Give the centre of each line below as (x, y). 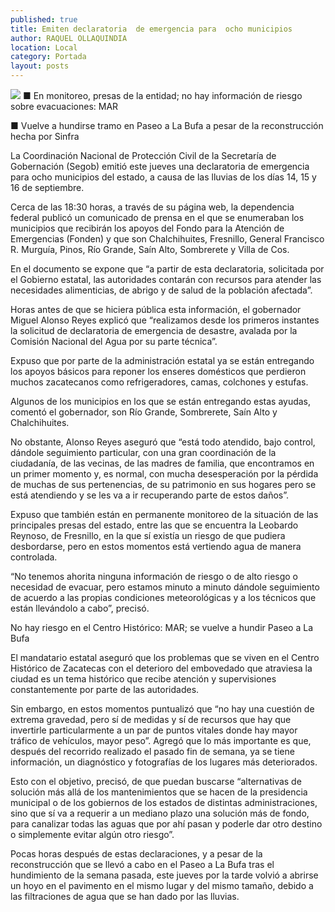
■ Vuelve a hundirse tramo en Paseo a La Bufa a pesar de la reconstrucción (167, 125)
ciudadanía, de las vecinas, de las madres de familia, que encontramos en (162, 463)
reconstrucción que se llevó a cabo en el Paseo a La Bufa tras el (142, 864)
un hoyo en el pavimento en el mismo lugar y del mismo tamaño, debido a (162, 885)
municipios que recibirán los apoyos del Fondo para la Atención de (147, 228)
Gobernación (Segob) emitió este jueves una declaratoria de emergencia (160, 166)
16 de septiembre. (47, 187)
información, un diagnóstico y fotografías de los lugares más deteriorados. (164, 762)
